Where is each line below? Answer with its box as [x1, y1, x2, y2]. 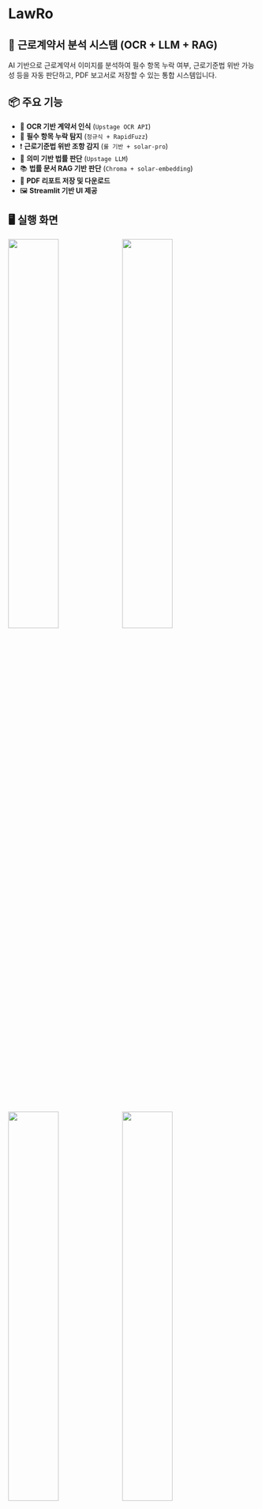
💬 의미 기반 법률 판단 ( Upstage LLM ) [19, 153, 129, 163]
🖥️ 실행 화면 [8, 214, 58, 227]
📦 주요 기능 [8, 95, 63, 109]
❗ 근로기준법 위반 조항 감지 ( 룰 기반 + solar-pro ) [19, 141, 168, 151]
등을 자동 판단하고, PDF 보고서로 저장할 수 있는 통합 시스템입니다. [16, 70, 217, 80]
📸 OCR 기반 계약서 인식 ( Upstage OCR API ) [19, 122, 152, 131]
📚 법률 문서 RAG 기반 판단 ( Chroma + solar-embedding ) [19, 163, 193, 173]
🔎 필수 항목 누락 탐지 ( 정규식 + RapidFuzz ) [19, 131, 148, 140]
